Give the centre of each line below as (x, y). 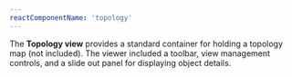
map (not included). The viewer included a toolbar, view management (140, 53)
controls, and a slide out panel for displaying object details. (120, 63)
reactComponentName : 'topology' (71, 18)
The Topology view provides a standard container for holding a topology (146, 43)
